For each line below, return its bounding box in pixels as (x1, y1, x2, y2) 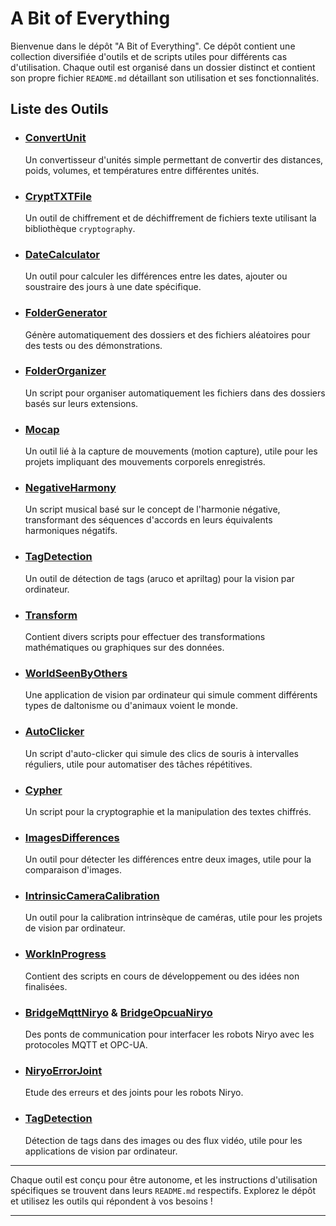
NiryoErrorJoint (24, 1064, 103, 1077)
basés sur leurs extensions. (24, 397, 139, 409)
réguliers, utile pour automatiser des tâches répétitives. (24, 758, 253, 770)
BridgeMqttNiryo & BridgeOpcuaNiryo (24, 1005, 213, 1019)
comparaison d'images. (24, 864, 122, 876)
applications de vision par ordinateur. (24, 1145, 178, 1157)
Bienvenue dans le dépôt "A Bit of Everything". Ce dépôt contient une (10, 40, 296, 52)
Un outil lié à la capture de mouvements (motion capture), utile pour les (24, 445, 318, 457)
